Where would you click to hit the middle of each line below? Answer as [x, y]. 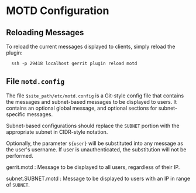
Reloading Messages [45, 33]
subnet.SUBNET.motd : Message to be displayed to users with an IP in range [98, 178]
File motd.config [35, 81]
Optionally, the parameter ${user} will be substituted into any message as [94, 143]
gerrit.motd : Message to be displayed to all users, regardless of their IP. [93, 167]
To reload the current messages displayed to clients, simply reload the [91, 46]
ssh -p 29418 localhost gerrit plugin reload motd [74, 63]
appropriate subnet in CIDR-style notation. [57, 132]
